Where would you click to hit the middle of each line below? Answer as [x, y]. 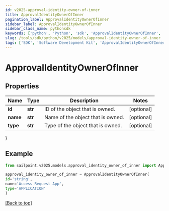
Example [19, 154]
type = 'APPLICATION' [26, 189]
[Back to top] [19, 203]
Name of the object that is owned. [84, 117]
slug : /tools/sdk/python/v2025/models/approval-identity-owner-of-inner [83, 38]
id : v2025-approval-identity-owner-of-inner [53, 10]
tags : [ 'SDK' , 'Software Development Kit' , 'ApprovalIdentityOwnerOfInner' [86, 43]
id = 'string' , [19, 179]
